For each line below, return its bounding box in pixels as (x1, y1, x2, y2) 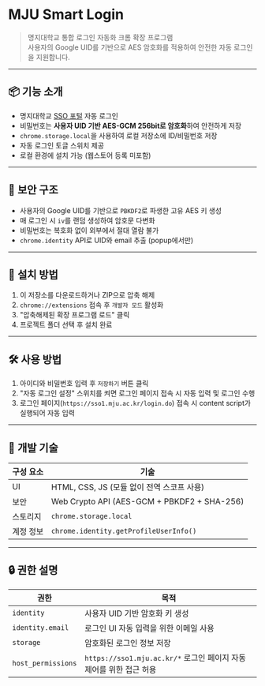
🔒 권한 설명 (8, 564, 58, 577)
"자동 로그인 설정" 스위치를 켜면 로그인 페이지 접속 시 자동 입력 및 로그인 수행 (19, 388, 256, 398)
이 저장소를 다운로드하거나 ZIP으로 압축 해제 (19, 291, 155, 300)
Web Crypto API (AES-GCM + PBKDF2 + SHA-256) (50, 496, 244, 507)
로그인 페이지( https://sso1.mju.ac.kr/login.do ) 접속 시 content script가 (19, 399, 251, 408)
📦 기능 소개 (8, 85, 63, 99)
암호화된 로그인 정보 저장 (84, 637, 171, 648)
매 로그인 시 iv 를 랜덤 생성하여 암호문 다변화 (19, 216, 155, 225)
